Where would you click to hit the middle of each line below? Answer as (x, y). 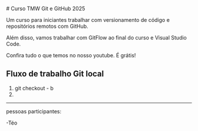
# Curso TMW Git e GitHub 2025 (46, 9)
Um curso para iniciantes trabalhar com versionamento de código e (88, 20)
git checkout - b (34, 88)
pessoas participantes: (34, 111)
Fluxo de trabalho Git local (55, 74)
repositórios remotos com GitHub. (47, 26)
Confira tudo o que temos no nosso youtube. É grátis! (71, 55)
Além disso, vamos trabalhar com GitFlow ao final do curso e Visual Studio (96, 37)
